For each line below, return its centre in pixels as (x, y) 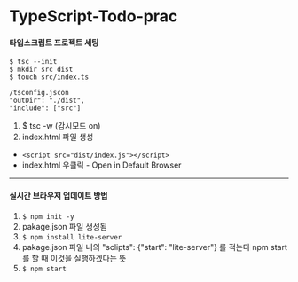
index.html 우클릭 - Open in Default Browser (102, 165)
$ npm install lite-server (72, 237)
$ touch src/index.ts (49, 77)
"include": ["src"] (45, 108)
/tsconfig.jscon (39, 93)
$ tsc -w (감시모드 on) (61, 126)
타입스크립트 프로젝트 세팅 (54, 43)
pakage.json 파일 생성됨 (65, 226)
